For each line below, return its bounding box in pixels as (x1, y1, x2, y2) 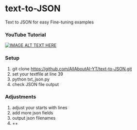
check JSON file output (12, 81, 59, 87)
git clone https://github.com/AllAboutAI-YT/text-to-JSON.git (12, 65, 132, 71)
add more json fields (12, 109, 53, 115)
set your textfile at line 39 (12, 71, 63, 77)
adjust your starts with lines (12, 105, 68, 110)
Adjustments (5, 93, 36, 100)
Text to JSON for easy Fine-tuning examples (5, 19, 94, 25)
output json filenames (12, 115, 56, 121)
